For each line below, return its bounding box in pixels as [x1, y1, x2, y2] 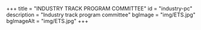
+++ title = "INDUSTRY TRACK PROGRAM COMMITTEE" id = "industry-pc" [6, 5, 193, 12]
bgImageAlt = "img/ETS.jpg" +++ [6, 18, 89, 24]
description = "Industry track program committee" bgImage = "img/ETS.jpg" [6, 11, 196, 18]
